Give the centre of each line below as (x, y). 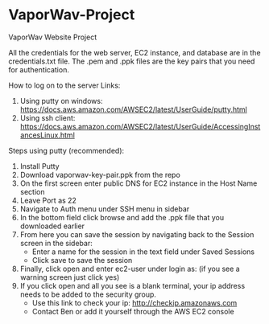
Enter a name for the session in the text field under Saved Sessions (143, 252)
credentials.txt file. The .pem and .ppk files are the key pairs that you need (132, 61)
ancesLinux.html (47, 135)
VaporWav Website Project (53, 37)
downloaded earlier (52, 226)
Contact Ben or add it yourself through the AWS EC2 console (133, 311)
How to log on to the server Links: (64, 85)
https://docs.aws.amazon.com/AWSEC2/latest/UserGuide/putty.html (133, 109)
